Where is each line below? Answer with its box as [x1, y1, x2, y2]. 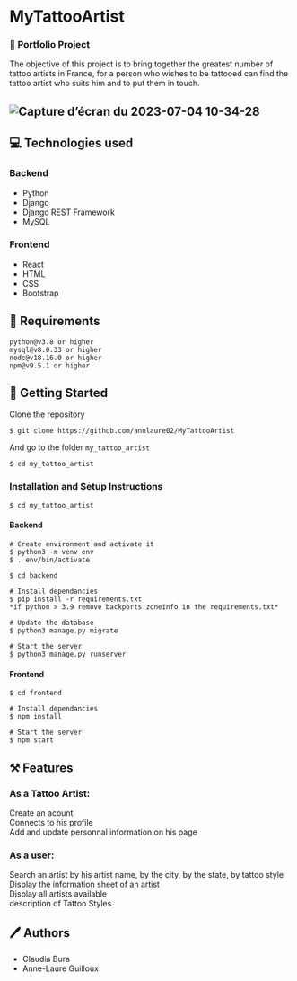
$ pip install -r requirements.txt [9, 595, 143, 604]
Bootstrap [22, 287, 59, 298]
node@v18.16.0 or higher [9, 353, 102, 362]
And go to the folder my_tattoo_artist [9, 442, 151, 453]
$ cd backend [9, 570, 58, 580]
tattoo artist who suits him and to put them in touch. [9, 78, 200, 89]
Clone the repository [9, 409, 85, 420]
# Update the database [9, 618, 94, 627]
